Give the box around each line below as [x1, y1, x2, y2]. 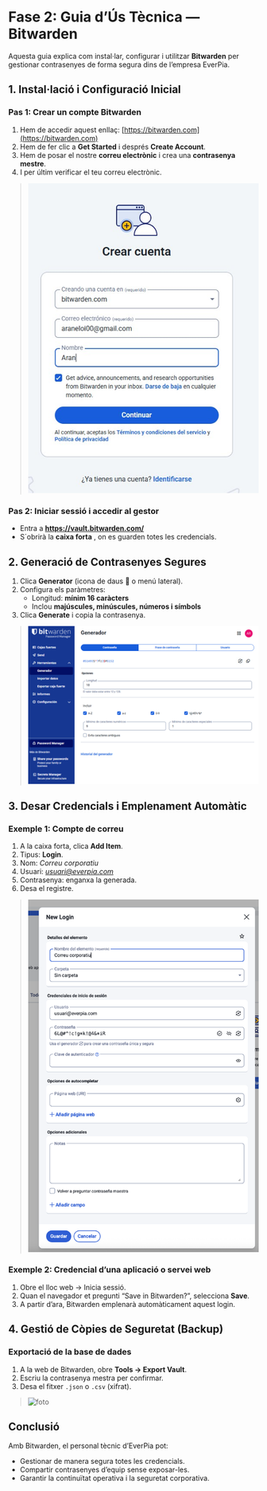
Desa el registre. [19, 884, 74, 893]
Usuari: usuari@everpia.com [19, 867, 114, 877]
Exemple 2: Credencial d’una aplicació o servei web [8, 1264, 211, 1275]
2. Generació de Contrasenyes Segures [8, 555, 207, 569]
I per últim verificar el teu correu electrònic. [19, 167, 162, 177]
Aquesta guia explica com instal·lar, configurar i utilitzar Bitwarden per [8, 51, 240, 61]
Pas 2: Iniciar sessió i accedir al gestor [8, 505, 160, 516]
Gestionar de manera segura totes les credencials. [19, 1457, 185, 1466]
